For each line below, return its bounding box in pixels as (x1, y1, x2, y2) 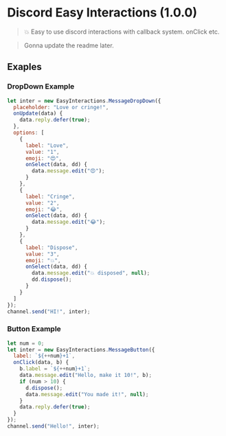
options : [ (13, 129, 45, 136)
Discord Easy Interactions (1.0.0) (7, 5, 198, 21)
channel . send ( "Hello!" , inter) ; (7, 423, 100, 430)
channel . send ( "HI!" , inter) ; (7, 308, 91, 315)
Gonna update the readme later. (23, 41, 115, 49)
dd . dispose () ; (32, 276, 72, 283)
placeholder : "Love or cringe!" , (13, 104, 109, 111)
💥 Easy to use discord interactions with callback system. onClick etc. (23, 27, 220, 36)
